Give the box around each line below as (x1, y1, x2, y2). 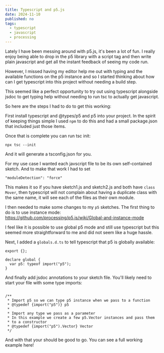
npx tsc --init (5, 142, 36, 147)
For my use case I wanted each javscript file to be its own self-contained (5, 160, 152, 166)
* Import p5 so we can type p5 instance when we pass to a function (7, 298, 151, 303)
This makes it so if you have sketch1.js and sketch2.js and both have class (5, 184, 155, 190)
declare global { (5, 257, 41, 262)
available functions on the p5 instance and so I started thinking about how (5, 74, 155, 79)
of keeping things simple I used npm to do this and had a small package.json (5, 118, 158, 124)
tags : (5, 21, 16, 26)
